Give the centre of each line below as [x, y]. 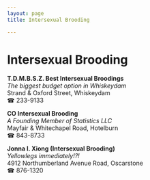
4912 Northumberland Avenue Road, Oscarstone [75, 163]
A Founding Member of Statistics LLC [60, 121]
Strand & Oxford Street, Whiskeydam [59, 93]
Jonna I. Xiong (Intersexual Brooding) [61, 149]
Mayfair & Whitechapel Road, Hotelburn [63, 128]
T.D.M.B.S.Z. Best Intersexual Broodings [65, 79]
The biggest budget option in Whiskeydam [67, 86]
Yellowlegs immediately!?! [43, 156]
